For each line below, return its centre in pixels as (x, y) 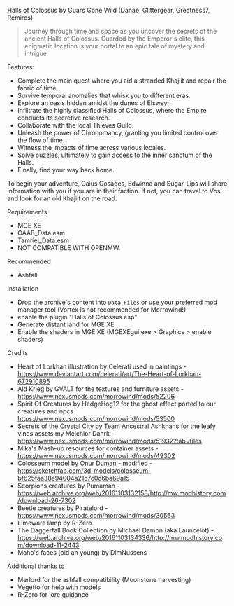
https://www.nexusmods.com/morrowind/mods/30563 (96, 515)
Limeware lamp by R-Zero (54, 523)
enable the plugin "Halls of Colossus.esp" (77, 317)
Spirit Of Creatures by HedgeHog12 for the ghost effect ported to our (117, 404)
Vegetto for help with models (59, 587)
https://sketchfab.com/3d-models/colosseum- (84, 471)
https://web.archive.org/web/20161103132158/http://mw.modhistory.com (122, 493)
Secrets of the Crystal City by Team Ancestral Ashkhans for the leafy (117, 426)
